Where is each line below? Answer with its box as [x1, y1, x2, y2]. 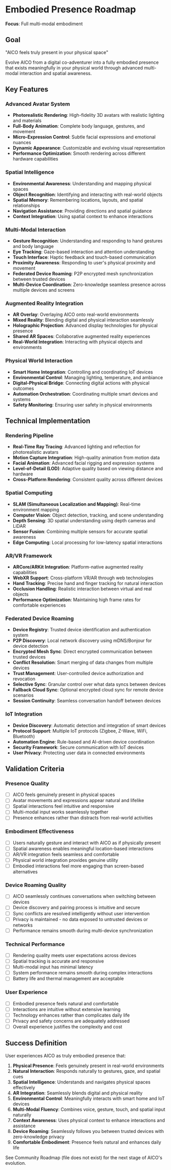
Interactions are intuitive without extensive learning [12, 1006, 121, 1012]
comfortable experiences [12, 602, 66, 608]
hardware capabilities [12, 156, 58, 162]
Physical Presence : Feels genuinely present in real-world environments [12, 1062, 164, 1069]
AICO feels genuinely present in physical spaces [12, 791, 115, 798]
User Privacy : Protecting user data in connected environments [12, 750, 145, 756]
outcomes [12, 385, 34, 392]
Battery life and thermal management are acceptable [12, 976, 124, 982]
